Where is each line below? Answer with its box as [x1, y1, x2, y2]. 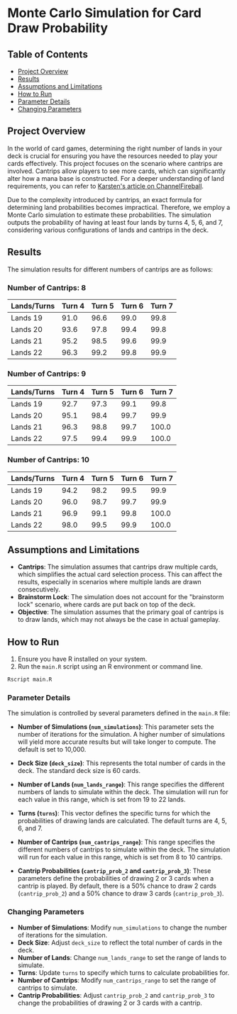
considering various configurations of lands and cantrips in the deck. [7, 225, 209, 234]
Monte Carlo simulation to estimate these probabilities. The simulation [7, 211, 211, 219]
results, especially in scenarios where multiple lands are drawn [17, 578, 202, 586]
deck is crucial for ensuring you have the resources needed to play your [7, 151, 218, 160]
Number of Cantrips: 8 [7, 282, 87, 292]
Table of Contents [7, 48, 89, 60]
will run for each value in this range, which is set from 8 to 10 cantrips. [17, 853, 224, 862]
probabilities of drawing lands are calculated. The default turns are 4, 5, [17, 817, 227, 825]
